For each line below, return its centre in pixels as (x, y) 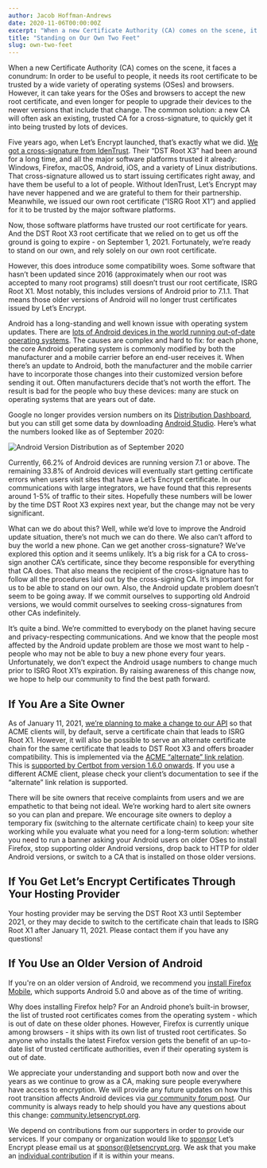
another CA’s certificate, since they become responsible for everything (139, 563)
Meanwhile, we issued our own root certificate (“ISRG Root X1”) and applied (132, 201)
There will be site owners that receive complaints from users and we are (126, 797)
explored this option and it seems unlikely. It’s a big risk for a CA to (117, 554)
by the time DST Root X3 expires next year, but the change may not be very (132, 505)
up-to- (240, 1040)
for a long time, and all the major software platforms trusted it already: (122, 159)
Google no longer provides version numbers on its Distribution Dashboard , (130, 415)
